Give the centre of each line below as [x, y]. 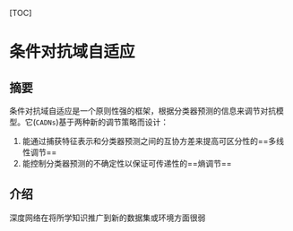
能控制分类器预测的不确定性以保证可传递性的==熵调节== [127, 163]
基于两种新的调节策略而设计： [114, 122]
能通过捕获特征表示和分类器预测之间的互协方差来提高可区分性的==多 [149, 141]
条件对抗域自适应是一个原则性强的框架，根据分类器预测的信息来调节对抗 [142, 111]
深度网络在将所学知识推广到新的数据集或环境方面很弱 [108, 218]
